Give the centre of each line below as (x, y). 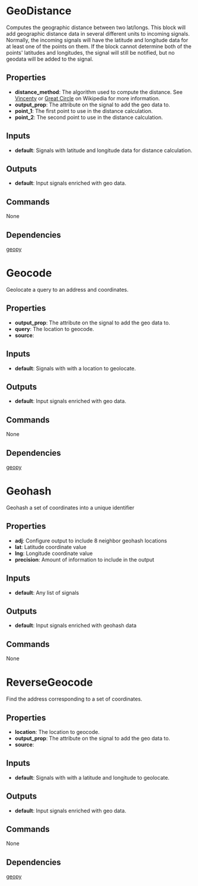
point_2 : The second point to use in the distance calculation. (89, 117)
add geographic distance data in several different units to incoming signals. (98, 33)
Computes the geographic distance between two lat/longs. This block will (96, 27)
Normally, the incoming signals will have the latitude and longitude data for (97, 40)
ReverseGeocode (49, 682)
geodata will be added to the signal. (50, 59)
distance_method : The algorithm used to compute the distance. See (98, 92)
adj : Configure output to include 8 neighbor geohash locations (91, 540)
